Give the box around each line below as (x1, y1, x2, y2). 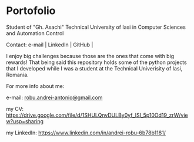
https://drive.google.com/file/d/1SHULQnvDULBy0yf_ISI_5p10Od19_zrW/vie (6, 111, 188, 119)
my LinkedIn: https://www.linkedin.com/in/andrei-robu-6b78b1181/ (6, 129, 166, 136)
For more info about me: (6, 82, 65, 89)
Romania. (6, 71, 29, 78)
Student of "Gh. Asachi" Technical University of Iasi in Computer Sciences (6, 23, 186, 31)
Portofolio (6, 4, 56, 18)
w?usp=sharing (6, 117, 44, 124)
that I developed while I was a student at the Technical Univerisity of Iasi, (6, 65, 183, 72)
